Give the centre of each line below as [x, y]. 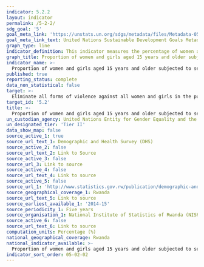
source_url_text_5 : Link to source [51, 198]
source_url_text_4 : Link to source [51, 176]
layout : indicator [29, 18]
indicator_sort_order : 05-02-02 [47, 255]
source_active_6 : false [36, 221]
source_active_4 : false [36, 170]
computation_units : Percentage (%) [51, 232]
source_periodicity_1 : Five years [50, 209]
